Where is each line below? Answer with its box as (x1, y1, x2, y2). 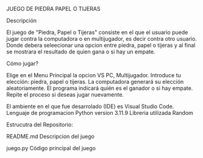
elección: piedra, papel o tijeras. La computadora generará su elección (6, 78, 184, 85)
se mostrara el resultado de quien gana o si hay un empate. (6, 48, 155, 55)
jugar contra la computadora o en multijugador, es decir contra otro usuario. (6, 35, 197, 42)
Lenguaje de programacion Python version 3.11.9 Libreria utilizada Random (6, 109, 194, 116)
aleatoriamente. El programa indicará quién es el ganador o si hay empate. (6, 84, 193, 92)
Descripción (6, 17, 37, 24)
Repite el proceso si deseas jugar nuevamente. (6, 91, 124, 98)
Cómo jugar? (6, 60, 38, 67)
